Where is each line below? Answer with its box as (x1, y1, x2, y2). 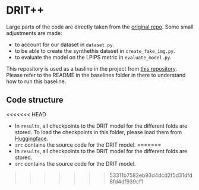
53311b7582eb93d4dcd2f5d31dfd (109, 172, 193, 179)
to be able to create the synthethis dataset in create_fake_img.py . (14, 47, 175, 54)
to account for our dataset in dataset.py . (14, 41, 115, 48)
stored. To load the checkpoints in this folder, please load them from (14, 128, 182, 135)
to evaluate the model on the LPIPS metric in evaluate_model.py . (14, 53, 172, 61)
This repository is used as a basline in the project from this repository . (6, 65, 177, 72)
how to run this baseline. (6, 78, 67, 85)
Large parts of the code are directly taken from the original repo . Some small (6, 23, 194, 30)
